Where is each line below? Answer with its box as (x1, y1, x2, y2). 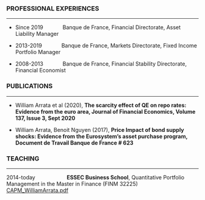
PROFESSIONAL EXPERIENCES (6, 4, 99, 13)
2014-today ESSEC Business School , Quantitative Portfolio (6, 173, 185, 181)
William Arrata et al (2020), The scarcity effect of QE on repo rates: (15, 102, 187, 109)
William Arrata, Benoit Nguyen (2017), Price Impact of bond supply (15, 126, 184, 133)
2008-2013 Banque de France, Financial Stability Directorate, (15, 60, 187, 67)
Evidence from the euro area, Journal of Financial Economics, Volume (15, 108, 196, 115)
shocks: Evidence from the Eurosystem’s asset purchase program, (15, 133, 188, 140)
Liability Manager (15, 30, 59, 38)
